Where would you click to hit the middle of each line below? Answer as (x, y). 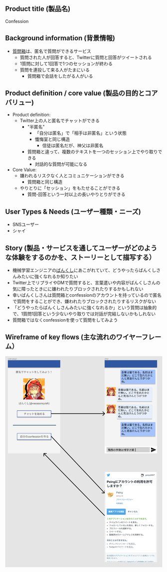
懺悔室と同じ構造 (52, 139)
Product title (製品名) (38, 9)
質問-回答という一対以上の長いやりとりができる (76, 194)
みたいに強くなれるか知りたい (47, 277)
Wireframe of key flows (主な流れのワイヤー (74, 337)
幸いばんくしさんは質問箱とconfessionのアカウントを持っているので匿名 (87, 295)
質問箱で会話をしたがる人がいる (60, 76)
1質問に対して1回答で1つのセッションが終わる (66, 63)
